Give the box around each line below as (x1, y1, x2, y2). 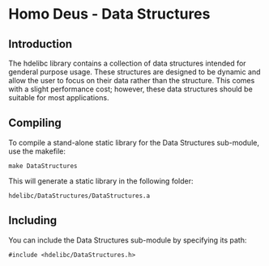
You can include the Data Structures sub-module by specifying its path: (8, 235, 247, 245)
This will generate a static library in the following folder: (8, 175, 194, 186)
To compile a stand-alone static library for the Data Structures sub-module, (8, 137, 259, 147)
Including (8, 213, 58, 227)
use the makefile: (8, 146, 66, 156)
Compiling (8, 116, 62, 130)
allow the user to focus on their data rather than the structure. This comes (8, 76, 255, 85)
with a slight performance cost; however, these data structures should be (8, 84, 253, 94)
